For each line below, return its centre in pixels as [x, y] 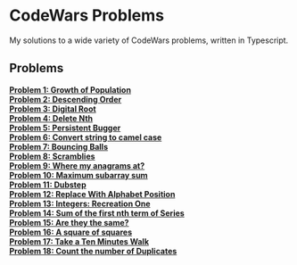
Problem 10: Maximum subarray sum [79, 175]
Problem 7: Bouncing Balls [59, 146]
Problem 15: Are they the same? [69, 222]
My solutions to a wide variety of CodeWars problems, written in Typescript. [149, 40]
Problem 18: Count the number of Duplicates [93, 251]
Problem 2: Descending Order [66, 99]
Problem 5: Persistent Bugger [65, 128]
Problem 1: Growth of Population [70, 89]
